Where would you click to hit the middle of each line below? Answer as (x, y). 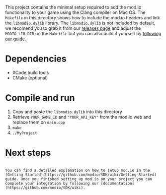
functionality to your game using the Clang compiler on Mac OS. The (75, 12)
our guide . (16, 39)
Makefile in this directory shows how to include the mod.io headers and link (83, 18)
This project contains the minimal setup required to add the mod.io (73, 7)
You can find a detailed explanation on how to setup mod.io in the (78, 170)
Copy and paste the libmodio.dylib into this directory (67, 112)
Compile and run (40, 98)
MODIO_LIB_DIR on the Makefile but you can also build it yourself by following (83, 33)
